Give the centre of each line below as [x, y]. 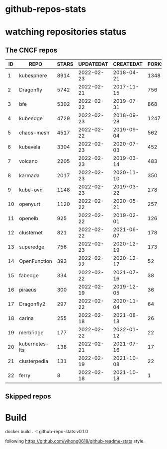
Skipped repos [28, 396]
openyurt [30, 204]
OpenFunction [36, 261]
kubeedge [31, 119]
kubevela [30, 147]
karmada [29, 176]
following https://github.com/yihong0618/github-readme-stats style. [75, 441]
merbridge [31, 333]
